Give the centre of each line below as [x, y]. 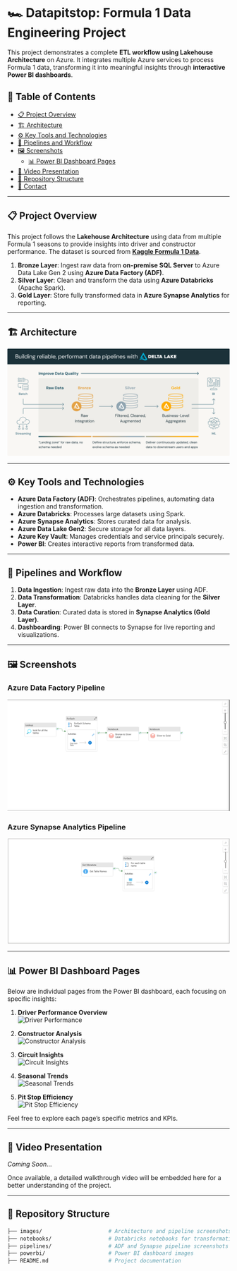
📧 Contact [32, 186]
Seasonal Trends [43, 1076]
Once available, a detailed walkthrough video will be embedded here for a [114, 1177]
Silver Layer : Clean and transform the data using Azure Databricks [115, 280]
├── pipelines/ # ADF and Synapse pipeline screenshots [118, 1246]
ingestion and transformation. [60, 506]
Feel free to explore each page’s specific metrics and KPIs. [93, 1119]
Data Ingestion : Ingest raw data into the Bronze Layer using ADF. [113, 590]
